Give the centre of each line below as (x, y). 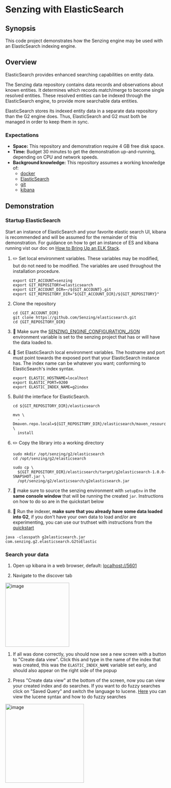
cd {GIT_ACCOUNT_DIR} (35, 313)
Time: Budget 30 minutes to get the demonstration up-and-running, (84, 152)
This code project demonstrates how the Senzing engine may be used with (84, 41)
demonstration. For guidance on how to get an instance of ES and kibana (82, 243)
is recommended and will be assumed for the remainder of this (71, 237)
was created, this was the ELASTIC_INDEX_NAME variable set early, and (85, 665)
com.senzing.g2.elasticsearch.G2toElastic (51, 541)
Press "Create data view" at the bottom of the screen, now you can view (89, 680)
